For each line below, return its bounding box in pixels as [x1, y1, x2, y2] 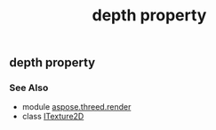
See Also [9, 81, 49, 94]
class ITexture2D [21, 111, 84, 122]
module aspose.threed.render [21, 102, 132, 112]
